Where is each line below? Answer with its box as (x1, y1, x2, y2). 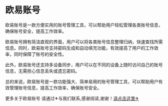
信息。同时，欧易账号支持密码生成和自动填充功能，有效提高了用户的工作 (5, 45, 154, 51)
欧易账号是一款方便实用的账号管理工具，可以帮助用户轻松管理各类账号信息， (5, 22, 163, 28)
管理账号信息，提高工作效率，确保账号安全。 (9, 85, 101, 91)
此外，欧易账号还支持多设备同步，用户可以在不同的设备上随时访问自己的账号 (5, 62, 163, 68)
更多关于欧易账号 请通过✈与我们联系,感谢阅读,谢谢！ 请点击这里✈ (5, 95, 139, 101)
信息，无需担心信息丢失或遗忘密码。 (5, 68, 80, 74)
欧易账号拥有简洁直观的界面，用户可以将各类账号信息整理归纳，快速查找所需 (5, 38, 163, 45)
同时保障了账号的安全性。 (13, 51, 66, 57)
